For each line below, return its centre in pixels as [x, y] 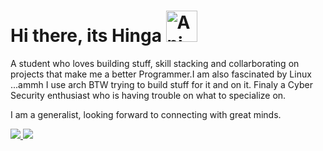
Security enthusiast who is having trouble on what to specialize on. [148, 95]
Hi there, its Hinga [86, 36]
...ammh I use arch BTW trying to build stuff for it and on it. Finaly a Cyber [161, 84]
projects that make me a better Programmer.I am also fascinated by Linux [161, 74]
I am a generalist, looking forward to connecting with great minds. [146, 114]
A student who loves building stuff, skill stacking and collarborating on [155, 63]
